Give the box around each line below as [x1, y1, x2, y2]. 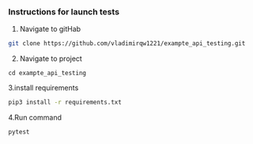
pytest [8, 128, 30, 136]
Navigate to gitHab [19, 25, 81, 34]
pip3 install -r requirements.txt [8, 98, 123, 107]
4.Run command [8, 113, 62, 123]
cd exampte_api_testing [8, 70, 87, 78]
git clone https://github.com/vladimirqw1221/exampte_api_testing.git [8, 40, 246, 47]
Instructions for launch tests [8, 6, 120, 17]
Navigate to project [19, 54, 83, 63]
